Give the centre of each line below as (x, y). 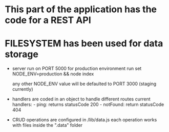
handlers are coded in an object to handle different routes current (81, 99)
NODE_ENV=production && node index (53, 74)
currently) (23, 89)
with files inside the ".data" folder (47, 125)
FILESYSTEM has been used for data (84, 44)
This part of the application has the (81, 9)
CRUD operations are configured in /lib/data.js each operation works (84, 120)
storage (22, 54)
